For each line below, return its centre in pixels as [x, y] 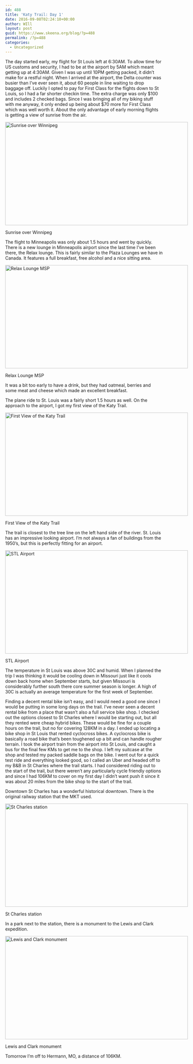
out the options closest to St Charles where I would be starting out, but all [81, 717]
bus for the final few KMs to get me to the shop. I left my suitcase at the [79, 749]
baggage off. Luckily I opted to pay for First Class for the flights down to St [82, 88]
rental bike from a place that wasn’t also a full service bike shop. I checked [82, 712]
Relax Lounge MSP [24, 375]
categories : [17, 43]
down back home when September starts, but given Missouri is [70, 681]
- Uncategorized [26, 47]
